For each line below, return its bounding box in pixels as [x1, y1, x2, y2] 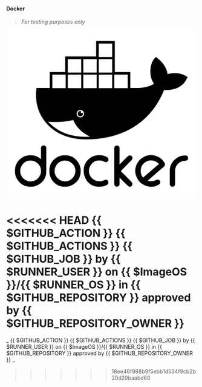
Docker [6, 5, 25, 12]
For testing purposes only [21, 18, 85, 25]
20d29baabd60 [111, 374, 151, 382]
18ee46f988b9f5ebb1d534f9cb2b [111, 368, 197, 375]
